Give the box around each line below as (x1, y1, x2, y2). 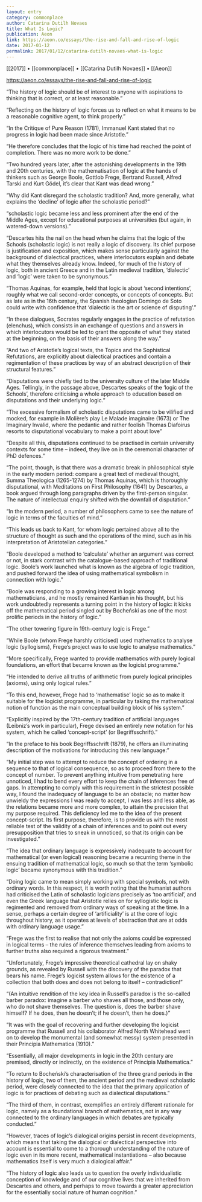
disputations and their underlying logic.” (6, 396, 106, 403)
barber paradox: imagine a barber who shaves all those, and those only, (6, 996, 185, 1003)
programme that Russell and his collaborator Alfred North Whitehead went (6, 1027, 191, 1035)
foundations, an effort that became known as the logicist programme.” (6, 661, 181, 668)
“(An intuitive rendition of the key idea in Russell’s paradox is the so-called (6, 990, 191, 997)
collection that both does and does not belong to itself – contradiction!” (6, 978, 183, 985)
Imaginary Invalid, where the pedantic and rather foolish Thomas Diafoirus (6, 421, 191, 428)
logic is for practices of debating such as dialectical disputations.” (6, 1089, 170, 1096)
